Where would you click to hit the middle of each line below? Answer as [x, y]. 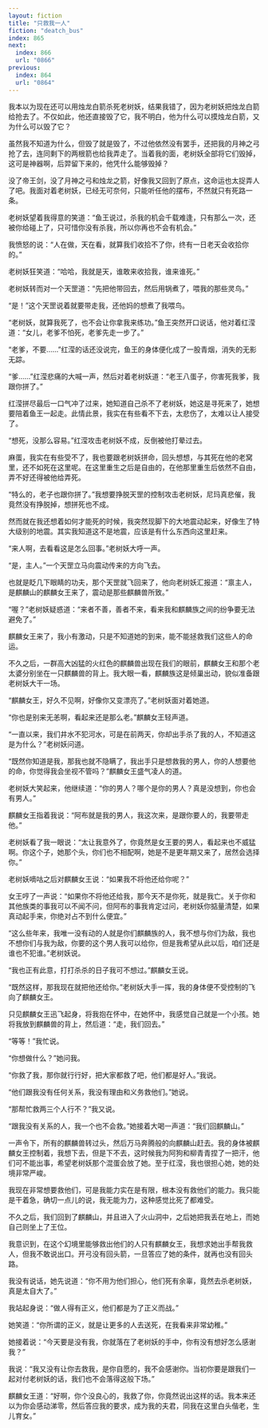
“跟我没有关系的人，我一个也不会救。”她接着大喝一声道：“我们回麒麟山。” [126, 1126]
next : [17, 46]
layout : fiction [35, 16]
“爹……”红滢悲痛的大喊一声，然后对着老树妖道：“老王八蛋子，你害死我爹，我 [134, 376]
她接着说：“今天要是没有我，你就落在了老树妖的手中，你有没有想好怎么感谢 [132, 1342]
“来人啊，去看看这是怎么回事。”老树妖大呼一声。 [87, 548]
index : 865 [26, 38]
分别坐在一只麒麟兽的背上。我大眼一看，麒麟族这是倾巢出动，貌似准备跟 [141, 673]
